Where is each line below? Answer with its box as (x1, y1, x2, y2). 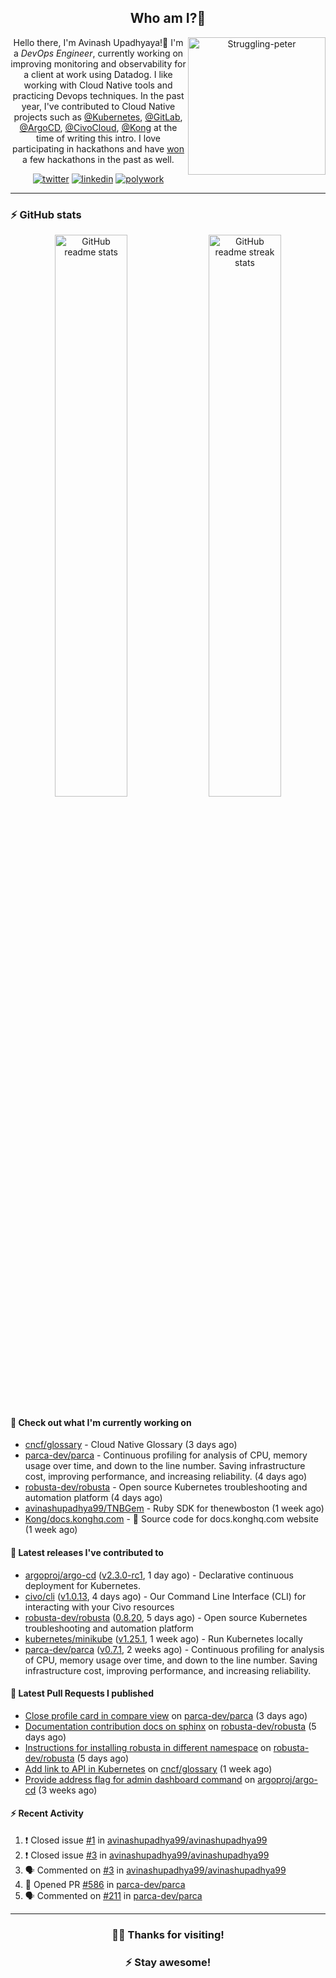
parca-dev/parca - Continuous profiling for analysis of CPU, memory (24, 1449, 308, 1461)
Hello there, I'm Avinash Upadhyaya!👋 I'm (13, 36, 184, 48)
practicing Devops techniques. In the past (12, 89, 185, 101)
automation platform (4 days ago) (24, 1492, 163, 1504)
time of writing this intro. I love (35, 132, 162, 144)
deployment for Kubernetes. (24, 1579, 141, 1591)
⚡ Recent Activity (10, 1807, 84, 1820)
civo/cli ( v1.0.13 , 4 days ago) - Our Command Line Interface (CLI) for (24, 1590, 307, 1602)
